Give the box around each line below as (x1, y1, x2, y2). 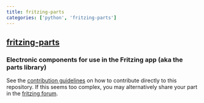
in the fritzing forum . (6, 90, 58, 98)
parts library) (6, 63, 47, 71)
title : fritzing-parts (6, 9, 65, 15)
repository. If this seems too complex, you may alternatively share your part (6, 83, 198, 91)
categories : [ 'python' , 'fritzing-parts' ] (6, 15, 117, 21)
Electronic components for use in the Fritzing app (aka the (6, 55, 183, 64)
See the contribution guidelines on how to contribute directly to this (6, 77, 177, 84)
